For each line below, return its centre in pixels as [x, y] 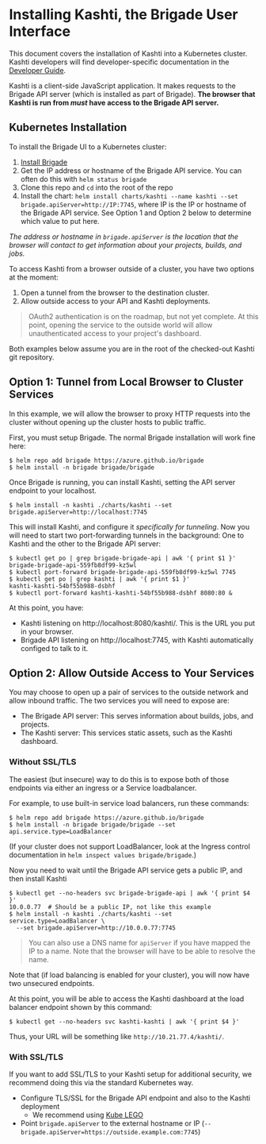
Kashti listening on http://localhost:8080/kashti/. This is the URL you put [138, 623]
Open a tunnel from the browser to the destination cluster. [115, 292]
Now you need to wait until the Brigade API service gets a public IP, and [126, 870]
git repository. [32, 357]
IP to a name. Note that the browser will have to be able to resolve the [142, 951]
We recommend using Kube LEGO [88, 1115]
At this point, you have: [46, 607]
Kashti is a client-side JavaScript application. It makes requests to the [122, 86]
